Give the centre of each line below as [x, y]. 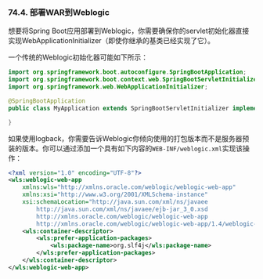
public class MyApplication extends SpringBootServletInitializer [119, 108]
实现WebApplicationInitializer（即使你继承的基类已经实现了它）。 [112, 41]
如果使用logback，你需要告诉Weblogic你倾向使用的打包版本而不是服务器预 [129, 138]
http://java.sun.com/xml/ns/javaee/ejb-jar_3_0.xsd [122, 209]
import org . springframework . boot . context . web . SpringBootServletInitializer [134, 80]
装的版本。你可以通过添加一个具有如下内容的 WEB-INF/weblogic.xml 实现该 [126, 148]
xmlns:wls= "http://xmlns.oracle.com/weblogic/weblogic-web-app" [129, 187]
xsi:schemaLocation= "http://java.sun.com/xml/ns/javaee [115, 202]
